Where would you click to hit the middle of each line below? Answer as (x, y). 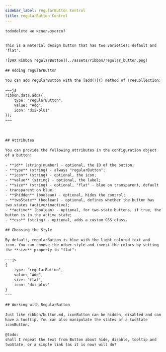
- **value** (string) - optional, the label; (53, 180)
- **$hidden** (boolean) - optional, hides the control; (65, 195)
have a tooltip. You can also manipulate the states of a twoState (77, 320)
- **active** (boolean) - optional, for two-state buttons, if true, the (83, 210)
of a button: (19, 155)
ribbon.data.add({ (24, 95)
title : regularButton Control (37, 16)
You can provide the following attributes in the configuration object (81, 150)
